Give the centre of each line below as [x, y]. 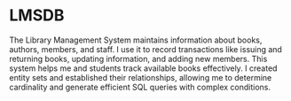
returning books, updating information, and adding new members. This [138, 58]
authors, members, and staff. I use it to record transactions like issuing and [145, 49]
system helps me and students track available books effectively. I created [143, 68]
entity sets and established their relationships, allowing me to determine [141, 77]
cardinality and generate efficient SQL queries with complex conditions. [140, 87]
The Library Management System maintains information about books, [136, 40]
